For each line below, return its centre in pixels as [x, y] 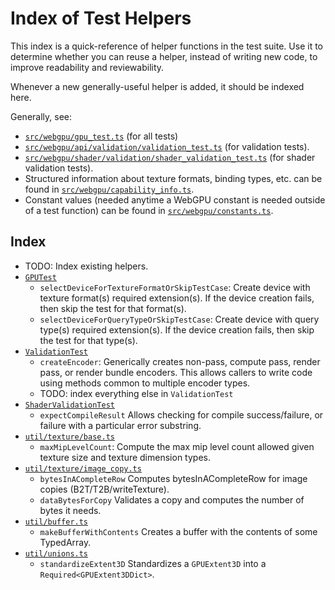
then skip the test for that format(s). [113, 308]
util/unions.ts [56, 553]
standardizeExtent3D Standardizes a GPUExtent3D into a [153, 563]
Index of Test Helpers [101, 18]
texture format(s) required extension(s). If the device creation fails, [177, 298]
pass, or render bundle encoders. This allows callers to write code [176, 372]
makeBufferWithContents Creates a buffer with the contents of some [178, 531]
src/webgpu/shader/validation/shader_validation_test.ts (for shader [170, 157]
